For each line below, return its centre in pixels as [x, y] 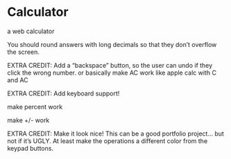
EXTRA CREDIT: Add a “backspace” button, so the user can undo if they [110, 65]
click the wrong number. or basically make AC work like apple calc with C [112, 73]
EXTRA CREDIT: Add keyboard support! [63, 93]
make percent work [35, 106]
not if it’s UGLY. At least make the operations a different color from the [108, 141]
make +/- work [28, 120]
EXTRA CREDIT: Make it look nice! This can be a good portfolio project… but [115, 133]
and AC [18, 79]
